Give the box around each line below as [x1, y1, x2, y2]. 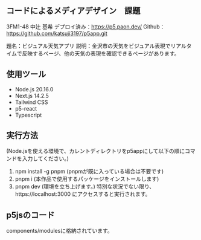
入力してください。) [22, 155, 69, 162]
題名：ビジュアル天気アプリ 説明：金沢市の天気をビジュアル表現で [6, 42, 171, 50]
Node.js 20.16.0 [14, 85, 54, 92]
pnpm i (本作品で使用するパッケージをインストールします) [14, 175, 159, 183]
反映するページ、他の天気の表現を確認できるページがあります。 [22, 50, 180, 57]
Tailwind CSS [14, 99, 48, 106]
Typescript [14, 111, 42, 118]
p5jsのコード [6, 210, 55, 220]
